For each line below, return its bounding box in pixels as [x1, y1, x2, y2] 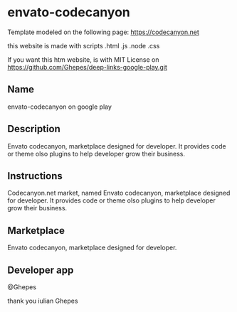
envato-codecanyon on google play [7, 102, 112, 111]
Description [7, 123, 60, 135]
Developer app [7, 264, 74, 276]
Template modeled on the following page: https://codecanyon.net [7, 28, 199, 36]
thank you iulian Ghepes [7, 296, 78, 305]
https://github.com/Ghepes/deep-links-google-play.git [7, 63, 167, 71]
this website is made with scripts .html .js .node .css [7, 41, 160, 50]
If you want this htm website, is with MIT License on [7, 55, 159, 64]
